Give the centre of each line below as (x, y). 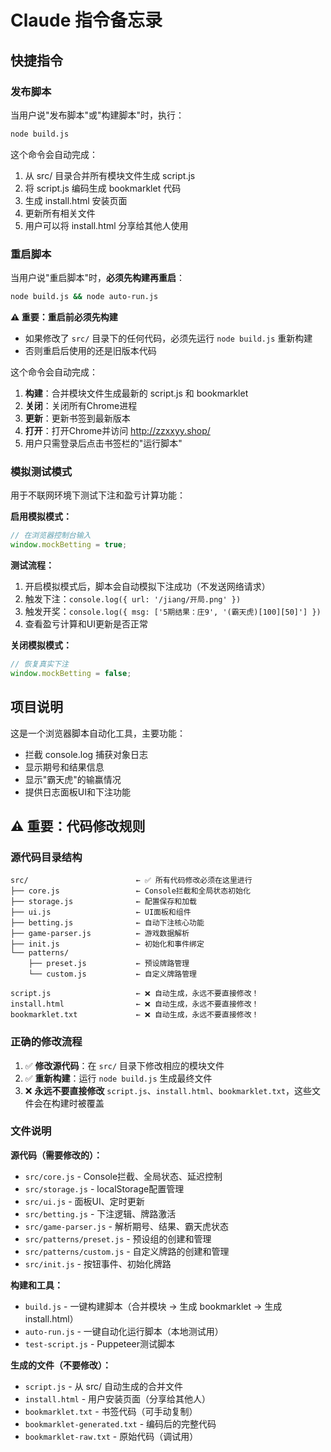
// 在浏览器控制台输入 (51, 536)
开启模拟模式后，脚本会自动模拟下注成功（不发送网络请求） (147, 586)
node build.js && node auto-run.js (84, 297)
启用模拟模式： (41, 517)
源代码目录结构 (46, 857)
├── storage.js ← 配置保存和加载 (103, 902)
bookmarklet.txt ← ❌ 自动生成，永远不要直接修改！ (135, 1015)
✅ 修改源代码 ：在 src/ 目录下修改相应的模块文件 (124, 1065)
